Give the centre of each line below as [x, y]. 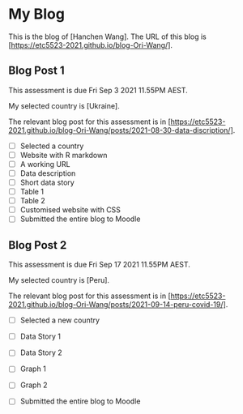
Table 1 [32, 192]
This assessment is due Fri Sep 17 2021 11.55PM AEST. [99, 265]
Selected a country [52, 146]
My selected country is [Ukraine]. [64, 105]
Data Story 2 [41, 352]
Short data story [47, 182]
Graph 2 [34, 385]
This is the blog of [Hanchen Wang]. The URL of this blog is [107, 36]
